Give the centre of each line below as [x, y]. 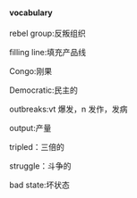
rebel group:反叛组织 [48, 33]
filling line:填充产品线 [48, 53]
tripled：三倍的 [37, 147]
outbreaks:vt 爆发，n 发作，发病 [68, 109]
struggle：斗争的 [40, 166]
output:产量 [30, 128]
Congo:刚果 [30, 71]
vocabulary [31, 12]
